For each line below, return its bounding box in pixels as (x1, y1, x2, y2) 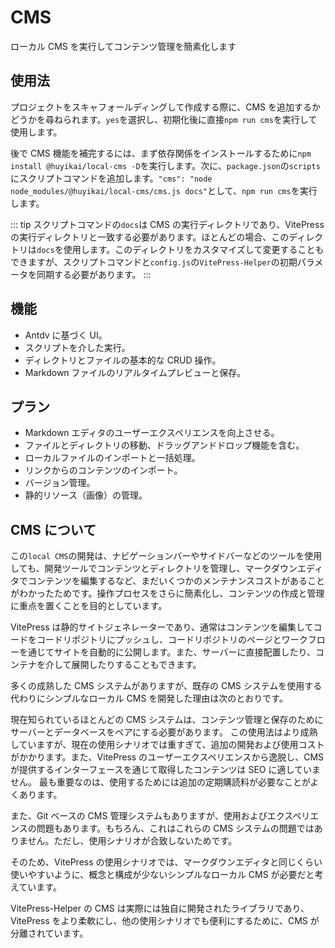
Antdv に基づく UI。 (24, 329, 108, 341)
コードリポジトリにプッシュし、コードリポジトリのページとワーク (36, 634, 308, 646)
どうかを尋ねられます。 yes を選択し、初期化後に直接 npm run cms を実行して (10, 113, 318, 125)
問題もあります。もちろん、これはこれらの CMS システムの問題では (36, 822, 315, 835)
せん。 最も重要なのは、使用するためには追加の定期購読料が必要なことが (10, 776, 311, 788)
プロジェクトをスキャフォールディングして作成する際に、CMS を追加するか (10, 101, 321, 113)
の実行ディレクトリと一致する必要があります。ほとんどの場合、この (10, 231, 290, 243)
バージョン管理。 (24, 477, 96, 489)
